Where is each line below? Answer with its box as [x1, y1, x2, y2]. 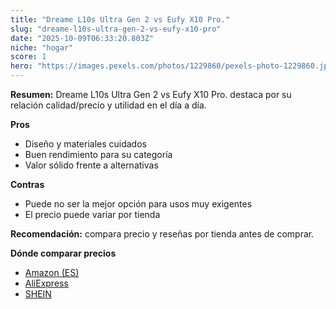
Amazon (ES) [24, 267, 80, 278]
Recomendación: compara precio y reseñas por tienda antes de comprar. [10, 228, 315, 240]
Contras [10, 179, 45, 190]
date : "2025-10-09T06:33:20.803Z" [10, 33, 155, 43]
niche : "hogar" [10, 42, 74, 53]
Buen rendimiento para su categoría [24, 149, 173, 160]
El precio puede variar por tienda [24, 209, 161, 220]
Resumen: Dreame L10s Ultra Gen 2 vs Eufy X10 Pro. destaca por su [10, 89, 292, 100]
